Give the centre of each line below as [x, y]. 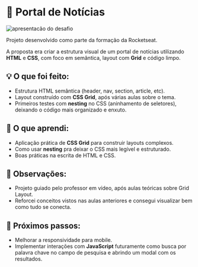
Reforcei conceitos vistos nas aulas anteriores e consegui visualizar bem [103, 201]
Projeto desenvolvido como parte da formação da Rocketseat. [82, 40]
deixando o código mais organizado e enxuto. [71, 110]
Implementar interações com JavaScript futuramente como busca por [100, 246]
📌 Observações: [36, 174]
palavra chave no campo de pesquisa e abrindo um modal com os [95, 253]
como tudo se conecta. [43, 207]
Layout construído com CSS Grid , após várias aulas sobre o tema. [95, 97]
